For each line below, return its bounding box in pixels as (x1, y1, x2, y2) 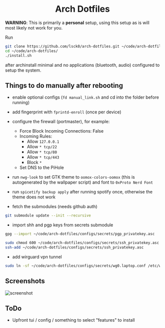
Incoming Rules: (19, 134, 53, 139)
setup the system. (5, 67, 42, 73)
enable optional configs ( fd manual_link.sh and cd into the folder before (12, 94, 159, 100)
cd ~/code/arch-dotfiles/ (5, 48, 58, 54)
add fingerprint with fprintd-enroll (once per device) (12, 109, 122, 115)
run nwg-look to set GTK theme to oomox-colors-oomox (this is (12, 174, 135, 180)
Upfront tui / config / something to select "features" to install (12, 317, 135, 323)
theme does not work (12, 194, 55, 200)
